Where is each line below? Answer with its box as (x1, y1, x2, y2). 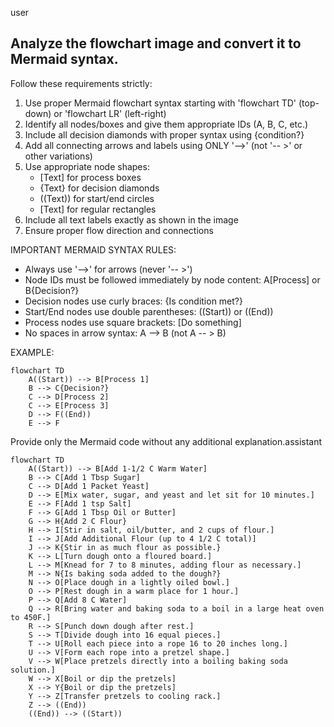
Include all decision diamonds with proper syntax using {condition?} (24, 128, 305, 141)
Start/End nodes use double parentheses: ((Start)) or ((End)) (24, 305, 274, 317)
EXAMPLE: (10, 346, 55, 358)
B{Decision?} (24, 284, 80, 296)
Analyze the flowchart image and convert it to (10, 35, 302, 52)
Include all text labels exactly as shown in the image (24, 213, 239, 226)
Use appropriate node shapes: (24, 160, 150, 172)
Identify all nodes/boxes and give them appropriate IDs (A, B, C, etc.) (24, 118, 309, 130)
